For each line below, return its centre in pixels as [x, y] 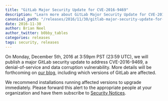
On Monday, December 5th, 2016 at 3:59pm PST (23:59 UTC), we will [77, 56]
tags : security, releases [32, 42]
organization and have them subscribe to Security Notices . [66, 92]
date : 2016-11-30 [23, 24]
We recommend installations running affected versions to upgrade [73, 82]
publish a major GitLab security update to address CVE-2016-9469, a [76, 62]
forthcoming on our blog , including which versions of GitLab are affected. [81, 72]
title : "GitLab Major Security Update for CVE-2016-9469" [67, 10]
